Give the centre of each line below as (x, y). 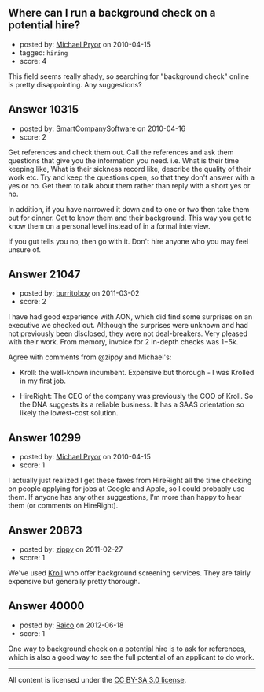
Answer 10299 (44, 438)
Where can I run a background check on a (112, 13)
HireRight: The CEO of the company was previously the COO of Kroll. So (136, 396)
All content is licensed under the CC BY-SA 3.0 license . (97, 679)
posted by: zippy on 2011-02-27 (71, 549)
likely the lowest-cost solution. (69, 413)
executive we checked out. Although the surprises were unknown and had (128, 326)
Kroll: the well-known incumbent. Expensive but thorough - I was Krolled (137, 373)
